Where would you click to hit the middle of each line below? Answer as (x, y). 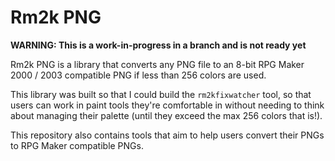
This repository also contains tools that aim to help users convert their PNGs (167, 135)
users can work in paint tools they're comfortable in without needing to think (167, 105)
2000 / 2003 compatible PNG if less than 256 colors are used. (138, 75)
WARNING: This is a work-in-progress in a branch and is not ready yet (158, 45)
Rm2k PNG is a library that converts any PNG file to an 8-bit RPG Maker (157, 64)
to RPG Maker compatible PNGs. (77, 145)
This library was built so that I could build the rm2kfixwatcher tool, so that (161, 94)
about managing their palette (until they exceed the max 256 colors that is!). (166, 115)
